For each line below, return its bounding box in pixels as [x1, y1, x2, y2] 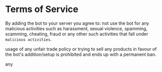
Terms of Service [5, 4, 78, 15]
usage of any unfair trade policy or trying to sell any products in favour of [5, 46, 157, 52]
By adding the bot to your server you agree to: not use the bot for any [5, 20, 149, 26]
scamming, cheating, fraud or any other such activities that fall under [5, 31, 148, 37]
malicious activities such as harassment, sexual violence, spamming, [5, 25, 147, 31]
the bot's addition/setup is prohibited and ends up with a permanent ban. [5, 51, 157, 57]
